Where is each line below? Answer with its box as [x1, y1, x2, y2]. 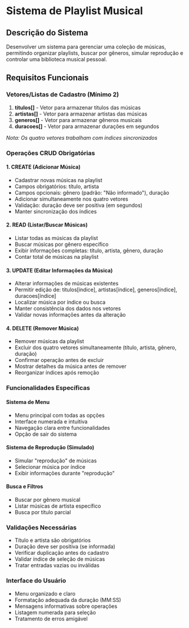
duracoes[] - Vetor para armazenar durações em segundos [14, 123, 160, 130]
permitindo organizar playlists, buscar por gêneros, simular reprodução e [6, 50, 184, 57]
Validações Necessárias [6, 523, 77, 531]
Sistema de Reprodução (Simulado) [6, 444, 95, 451]
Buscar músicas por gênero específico [14, 241, 109, 248]
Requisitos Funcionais [6, 73, 89, 83]
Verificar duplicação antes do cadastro [14, 550, 109, 557]
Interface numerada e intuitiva [14, 417, 88, 425]
